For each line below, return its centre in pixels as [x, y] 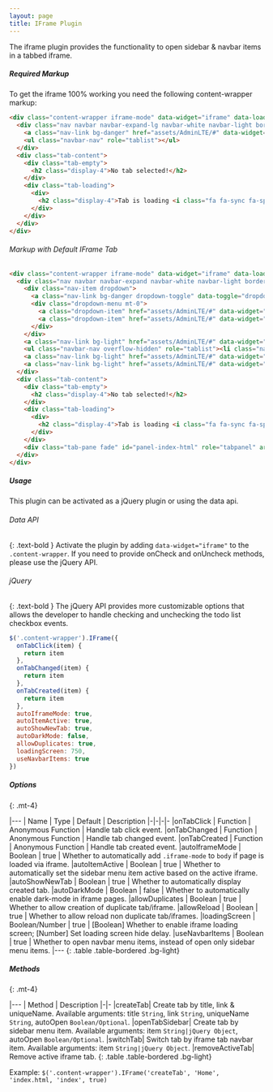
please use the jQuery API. [53, 562]
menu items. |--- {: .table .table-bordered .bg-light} [95, 950]
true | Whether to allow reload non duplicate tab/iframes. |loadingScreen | [132, 916]
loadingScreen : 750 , [51, 751]
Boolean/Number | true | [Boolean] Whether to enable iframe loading [124, 924]
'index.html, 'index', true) [58, 1081]
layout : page [31, 16]
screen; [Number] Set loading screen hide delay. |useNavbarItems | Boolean [136, 933]
